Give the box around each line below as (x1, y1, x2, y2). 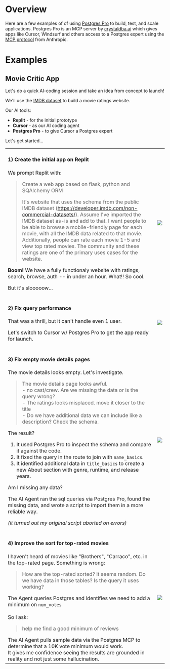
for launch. (8, 336, 34, 343)
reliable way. (8, 508, 38, 515)
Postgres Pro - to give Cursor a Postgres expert (12, 128, 113, 134)
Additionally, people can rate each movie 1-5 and (22, 236, 141, 243)
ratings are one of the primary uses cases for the (22, 249, 138, 256)
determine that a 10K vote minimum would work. (8, 643, 123, 650)
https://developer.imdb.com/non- (57, 204, 138, 212)
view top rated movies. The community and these (22, 242, 140, 249)
